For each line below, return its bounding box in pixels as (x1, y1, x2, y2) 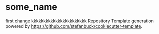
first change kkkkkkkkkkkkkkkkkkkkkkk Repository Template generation (5, 18, 154, 24)
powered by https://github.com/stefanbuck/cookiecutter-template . (5, 23, 143, 29)
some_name (5, 1, 58, 13)
